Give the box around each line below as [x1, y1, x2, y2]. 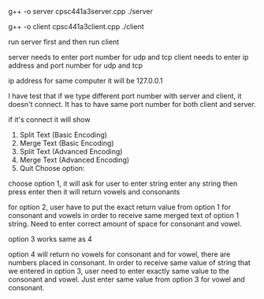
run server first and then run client [8, 37, 120, 46]
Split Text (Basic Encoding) [19, 130, 108, 139]
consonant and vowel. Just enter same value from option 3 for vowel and [8, 275, 246, 284]
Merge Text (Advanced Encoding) [19, 155, 130, 164]
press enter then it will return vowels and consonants [8, 187, 180, 196]
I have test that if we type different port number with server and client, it [8, 91, 242, 101]
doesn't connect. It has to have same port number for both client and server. [8, 100, 256, 109]
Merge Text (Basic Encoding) [19, 138, 114, 148]
